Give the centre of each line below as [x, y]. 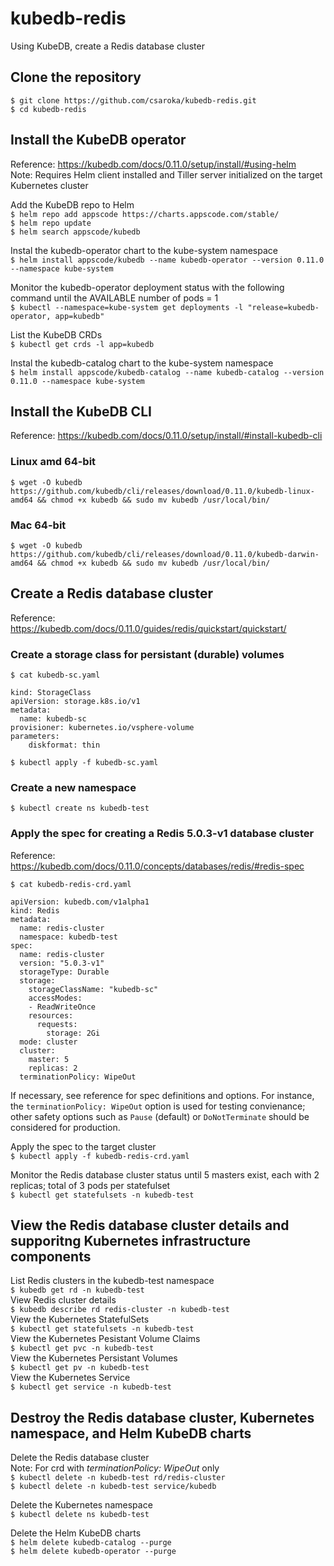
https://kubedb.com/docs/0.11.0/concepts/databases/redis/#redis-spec [157, 866]
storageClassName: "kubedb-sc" [93, 989]
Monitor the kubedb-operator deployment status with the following [147, 287]
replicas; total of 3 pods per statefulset [90, 1185]
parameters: [35, 737]
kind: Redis [35, 910]
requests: [57, 1024]
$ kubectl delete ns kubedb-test [80, 1515]
